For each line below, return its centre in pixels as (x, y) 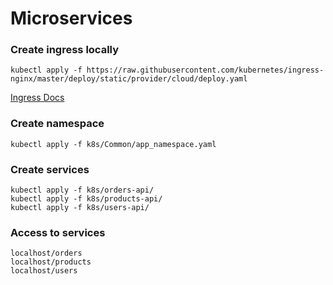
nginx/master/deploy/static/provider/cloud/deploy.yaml (129, 79)
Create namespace (57, 124)
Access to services (58, 232)
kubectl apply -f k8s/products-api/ (86, 199)
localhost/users (44, 271)
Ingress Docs (37, 98)
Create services (50, 169)
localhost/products (51, 262)
